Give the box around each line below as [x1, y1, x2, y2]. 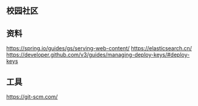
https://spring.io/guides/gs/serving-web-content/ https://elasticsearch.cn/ [6, 45, 193, 52]
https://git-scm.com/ [6, 93, 58, 101]
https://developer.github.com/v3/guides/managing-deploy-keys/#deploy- [6, 51, 190, 59]
